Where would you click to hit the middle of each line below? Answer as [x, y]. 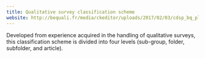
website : [17, 18]
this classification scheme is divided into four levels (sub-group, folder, [95, 42]
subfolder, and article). [35, 48]
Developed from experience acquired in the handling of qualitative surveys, [101, 35]
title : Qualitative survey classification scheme [71, 12]
